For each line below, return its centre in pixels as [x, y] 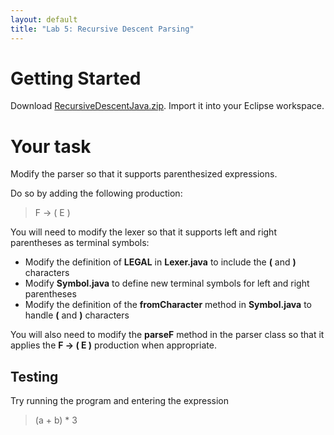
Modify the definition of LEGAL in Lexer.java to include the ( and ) [160, 262]
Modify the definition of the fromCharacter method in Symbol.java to [168, 305]
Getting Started [76, 78]
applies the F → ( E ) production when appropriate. [113, 345]
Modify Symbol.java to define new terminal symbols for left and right [167, 283]
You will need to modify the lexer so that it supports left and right [143, 232]
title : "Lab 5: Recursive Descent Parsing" [102, 29]
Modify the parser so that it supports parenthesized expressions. [144, 174]
